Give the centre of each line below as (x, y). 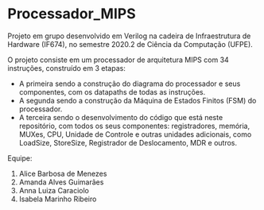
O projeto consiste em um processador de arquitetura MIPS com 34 (118, 60)
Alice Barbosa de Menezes (63, 173)
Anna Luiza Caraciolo (54, 190)
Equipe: (20, 158)
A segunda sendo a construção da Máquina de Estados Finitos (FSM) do (138, 100)
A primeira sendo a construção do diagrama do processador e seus (130, 84)
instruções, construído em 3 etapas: (67, 68)
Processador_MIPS (72, 14)
